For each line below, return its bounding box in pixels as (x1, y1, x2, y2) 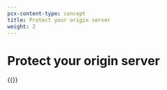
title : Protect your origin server (7, 17, 111, 24)
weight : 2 (7, 23, 36, 30)
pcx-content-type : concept (7, 10, 86, 17)
